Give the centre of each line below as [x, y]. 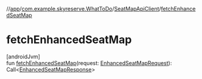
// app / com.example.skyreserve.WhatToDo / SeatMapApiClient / [84, 9]
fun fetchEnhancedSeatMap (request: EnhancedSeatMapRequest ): [89, 63]
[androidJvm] [23, 57]
